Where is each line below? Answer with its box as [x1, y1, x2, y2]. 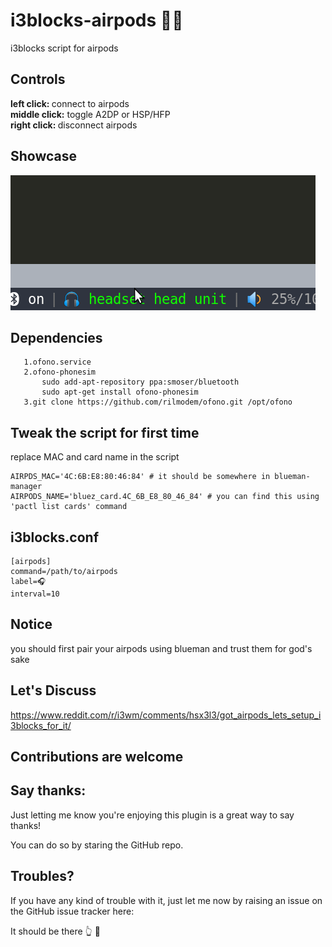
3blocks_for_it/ [10, 719, 72, 731]
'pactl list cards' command [10, 502, 128, 512]
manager [10, 482, 43, 492]
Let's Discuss [10, 682, 97, 699]
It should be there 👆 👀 [10, 925, 101, 937]
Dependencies [10, 329, 103, 346]
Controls [10, 71, 66, 88]
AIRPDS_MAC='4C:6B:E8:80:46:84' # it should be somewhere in [10, 472, 271, 482]
